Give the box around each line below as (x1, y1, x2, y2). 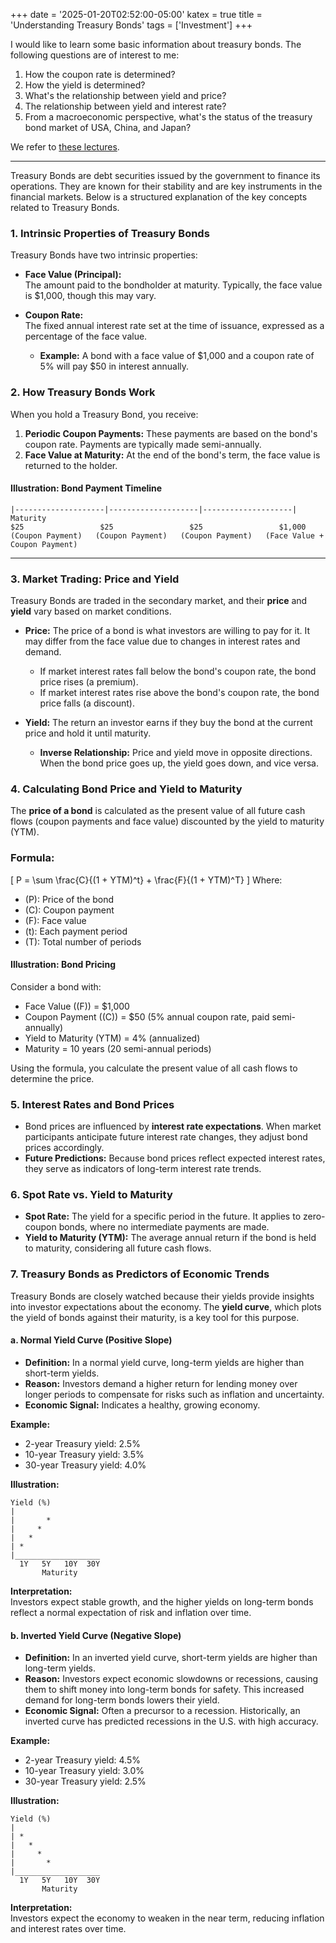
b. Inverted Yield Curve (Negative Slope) (10, 1629, 182, 1641)
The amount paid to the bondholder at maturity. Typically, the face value (24, 279, 323, 291)
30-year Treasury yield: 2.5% (24, 1775, 147, 1788)
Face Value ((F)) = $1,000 (24, 1000, 130, 1012)
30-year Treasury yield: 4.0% (24, 1459, 147, 1471)
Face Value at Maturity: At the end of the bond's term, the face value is (24, 449, 321, 461)
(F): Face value (24, 914, 87, 926)
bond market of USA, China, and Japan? (24, 122, 192, 133)
